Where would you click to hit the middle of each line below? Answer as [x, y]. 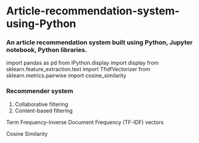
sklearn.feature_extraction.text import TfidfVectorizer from [78, 69]
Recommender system [40, 91]
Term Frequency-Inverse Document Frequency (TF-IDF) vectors [85, 122]
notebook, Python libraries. [47, 50]
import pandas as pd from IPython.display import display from [82, 63]
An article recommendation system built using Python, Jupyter [99, 42]
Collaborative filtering [42, 104]
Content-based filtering [44, 110]
